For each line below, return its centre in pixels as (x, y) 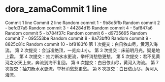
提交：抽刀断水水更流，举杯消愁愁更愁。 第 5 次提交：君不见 (94, 56)
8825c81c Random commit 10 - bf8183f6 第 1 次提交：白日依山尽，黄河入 (79, 44)
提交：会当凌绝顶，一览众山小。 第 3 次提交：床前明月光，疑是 (92, 50)
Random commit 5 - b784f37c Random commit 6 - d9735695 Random (76, 33)
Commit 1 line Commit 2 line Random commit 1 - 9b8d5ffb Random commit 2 (82, 23)
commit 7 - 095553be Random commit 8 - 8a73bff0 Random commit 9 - (78, 38)
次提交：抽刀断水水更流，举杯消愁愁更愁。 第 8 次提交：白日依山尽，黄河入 (82, 68)
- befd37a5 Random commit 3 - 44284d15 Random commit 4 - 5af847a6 (79, 27)
